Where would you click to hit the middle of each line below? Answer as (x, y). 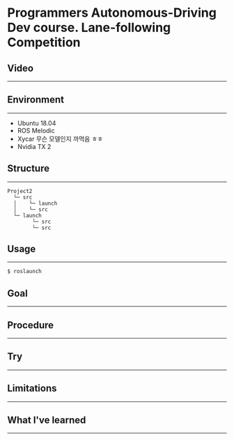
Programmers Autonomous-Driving (112, 13)
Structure (29, 169)
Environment (36, 100)
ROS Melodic (36, 130)
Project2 (20, 191)
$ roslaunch (24, 272)
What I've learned (47, 420)
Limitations (32, 388)
